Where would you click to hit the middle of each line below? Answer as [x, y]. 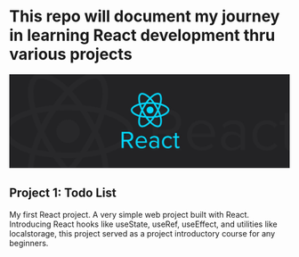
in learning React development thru [142, 35]
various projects [71, 54]
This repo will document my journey [145, 17]
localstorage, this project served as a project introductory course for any [142, 233]
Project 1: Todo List [63, 193]
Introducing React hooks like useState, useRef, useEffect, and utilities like [143, 224]
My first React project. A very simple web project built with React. [129, 214]
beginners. [29, 243]
